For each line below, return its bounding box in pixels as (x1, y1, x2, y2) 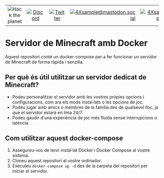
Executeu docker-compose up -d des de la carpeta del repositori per (12, 163, 148, 169)
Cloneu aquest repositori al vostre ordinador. (12, 157, 102, 163)
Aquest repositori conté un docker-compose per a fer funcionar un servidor (5, 53, 157, 59)
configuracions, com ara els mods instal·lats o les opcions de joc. (12, 99, 144, 105)
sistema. (12, 152, 29, 158)
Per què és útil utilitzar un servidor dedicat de (5, 73, 146, 81)
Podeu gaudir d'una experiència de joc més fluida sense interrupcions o (12, 115, 157, 121)
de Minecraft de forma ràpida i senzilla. (5, 59, 84, 65)
